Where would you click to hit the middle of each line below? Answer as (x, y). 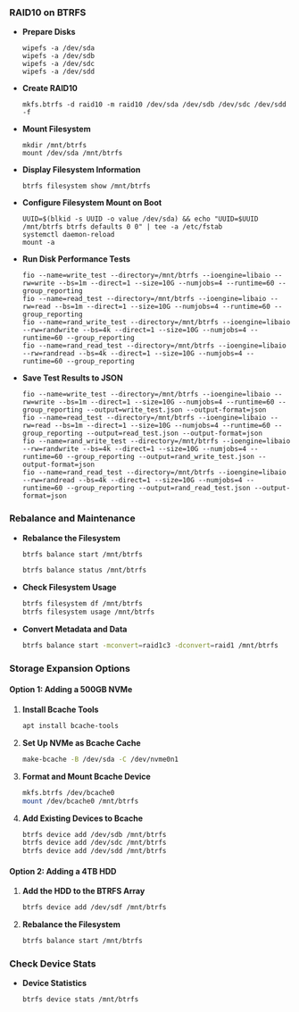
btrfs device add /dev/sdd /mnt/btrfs (94, 851)
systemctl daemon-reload (68, 235)
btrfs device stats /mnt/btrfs (80, 999)
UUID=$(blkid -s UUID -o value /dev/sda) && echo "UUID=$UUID (140, 219)
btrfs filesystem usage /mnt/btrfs (88, 612)
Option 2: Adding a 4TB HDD (63, 871)
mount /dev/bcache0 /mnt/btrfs (80, 801)
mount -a (38, 243)
